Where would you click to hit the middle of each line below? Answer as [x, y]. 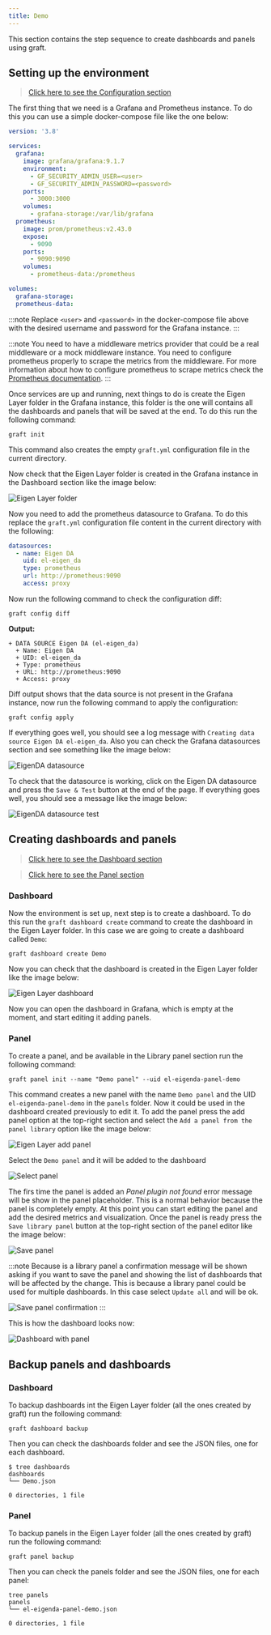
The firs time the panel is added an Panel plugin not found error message [130, 1192]
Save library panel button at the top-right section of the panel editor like [131, 1226]
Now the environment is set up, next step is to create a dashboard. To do [130, 913]
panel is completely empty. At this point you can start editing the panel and [133, 1209]
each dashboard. [37, 1452]
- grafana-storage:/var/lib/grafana [91, 214]
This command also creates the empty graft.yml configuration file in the [129, 449]
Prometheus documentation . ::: [60, 378]
